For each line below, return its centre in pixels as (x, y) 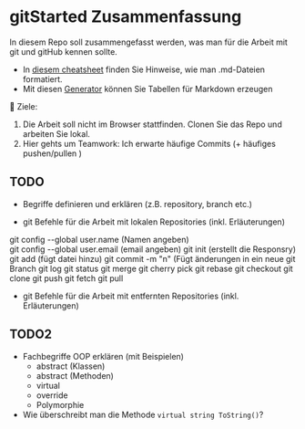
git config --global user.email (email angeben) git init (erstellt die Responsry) (153, 249)
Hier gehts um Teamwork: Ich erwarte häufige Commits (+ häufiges (149, 143)
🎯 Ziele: (24, 106)
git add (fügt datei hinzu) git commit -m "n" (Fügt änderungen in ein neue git (152, 258)
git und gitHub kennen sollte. (64, 51)
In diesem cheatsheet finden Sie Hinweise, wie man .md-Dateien (144, 69)
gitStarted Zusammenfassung (126, 17)
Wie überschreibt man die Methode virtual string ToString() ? (143, 414)
